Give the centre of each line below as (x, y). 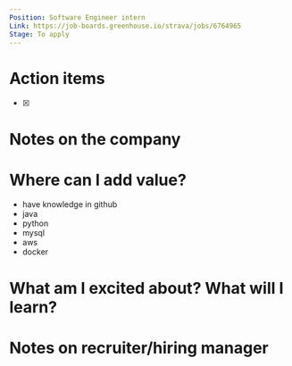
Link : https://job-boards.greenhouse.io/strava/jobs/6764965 (125, 26)
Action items (57, 78)
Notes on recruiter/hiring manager (139, 348)
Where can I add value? (98, 180)
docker (35, 252)
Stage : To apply (39, 34)
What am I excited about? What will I (146, 288)
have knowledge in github (70, 204)
